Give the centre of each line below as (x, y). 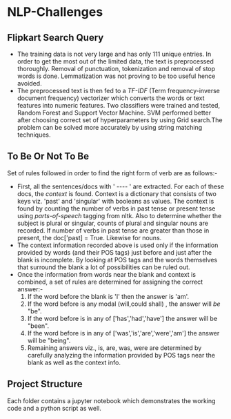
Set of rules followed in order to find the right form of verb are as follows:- (112, 173)
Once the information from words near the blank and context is (107, 274)
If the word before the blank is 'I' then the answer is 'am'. (108, 296)
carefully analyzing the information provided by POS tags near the (121, 355)
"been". (38, 326)
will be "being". (49, 340)
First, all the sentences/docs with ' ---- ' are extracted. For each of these (120, 186)
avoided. (30, 83)
